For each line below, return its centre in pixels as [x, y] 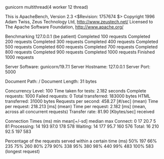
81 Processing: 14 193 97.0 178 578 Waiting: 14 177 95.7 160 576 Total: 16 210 [82, 126]
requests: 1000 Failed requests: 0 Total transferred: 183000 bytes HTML [78, 96]
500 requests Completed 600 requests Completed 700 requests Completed [82, 47]
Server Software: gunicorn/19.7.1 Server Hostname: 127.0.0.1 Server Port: [78, 67]
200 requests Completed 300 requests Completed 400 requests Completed [82, 42]
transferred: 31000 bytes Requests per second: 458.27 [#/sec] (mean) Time [82, 101]
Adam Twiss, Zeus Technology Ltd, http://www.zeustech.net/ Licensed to [79, 22]
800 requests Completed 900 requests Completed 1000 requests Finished [80, 52]
